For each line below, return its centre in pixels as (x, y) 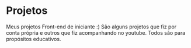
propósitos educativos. (34, 39)
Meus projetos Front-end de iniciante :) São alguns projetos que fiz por (91, 27)
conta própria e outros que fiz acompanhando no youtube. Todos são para (96, 32)
